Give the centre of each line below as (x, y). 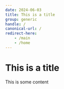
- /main (22, 38)
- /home (22, 43)
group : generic (21, 19)
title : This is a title (30, 15)
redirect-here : (21, 33)
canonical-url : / (23, 29)
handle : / (16, 24)
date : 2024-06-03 (23, 10)
